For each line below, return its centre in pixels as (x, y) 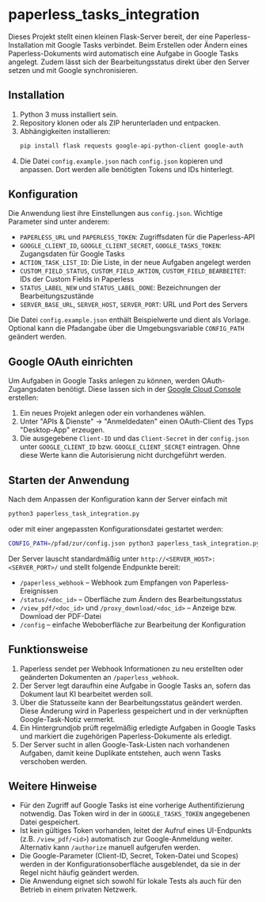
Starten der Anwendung (69, 480)
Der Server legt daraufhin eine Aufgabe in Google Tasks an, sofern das (135, 685)
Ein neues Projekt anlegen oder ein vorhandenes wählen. (112, 413)
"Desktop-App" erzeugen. (62, 430)
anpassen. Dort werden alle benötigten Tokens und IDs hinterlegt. (127, 169)
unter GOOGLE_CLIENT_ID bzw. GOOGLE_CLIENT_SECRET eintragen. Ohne (130, 447)
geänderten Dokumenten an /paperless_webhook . (99, 677)
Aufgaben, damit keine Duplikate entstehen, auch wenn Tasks (120, 753)
